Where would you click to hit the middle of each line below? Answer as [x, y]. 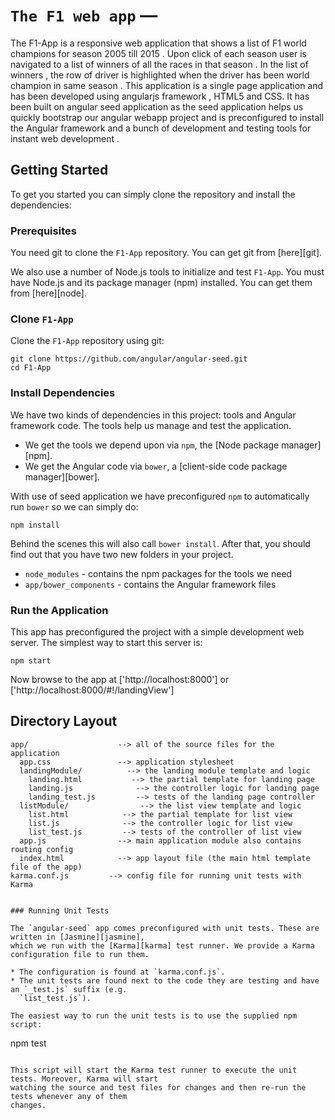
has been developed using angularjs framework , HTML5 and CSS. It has [160, 96]
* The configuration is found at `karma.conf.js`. [118, 972]
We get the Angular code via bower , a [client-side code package [156, 466]
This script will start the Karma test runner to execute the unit [154, 1070]
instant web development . [65, 138]
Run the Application [59, 610]
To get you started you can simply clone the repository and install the [153, 194]
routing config [42, 849]
